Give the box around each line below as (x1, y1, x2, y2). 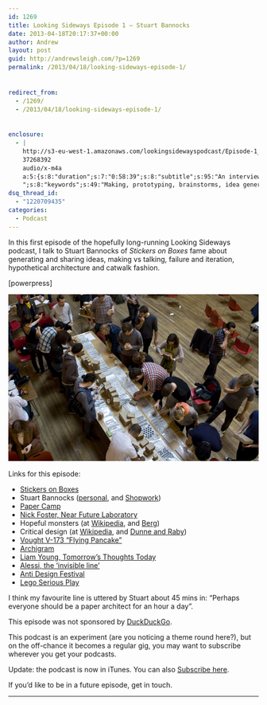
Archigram (19, 544, 55, 554)
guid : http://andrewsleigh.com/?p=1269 (8, 55, 141, 63)
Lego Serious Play (19, 578, 79, 587)
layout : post (8, 46, 52, 55)
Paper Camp (19, 502, 61, 511)
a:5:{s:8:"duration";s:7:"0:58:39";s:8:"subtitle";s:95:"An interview (22, 172, 261, 181)
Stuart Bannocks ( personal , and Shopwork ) (19, 493, 161, 503)
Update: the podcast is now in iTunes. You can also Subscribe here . (8, 665, 230, 675)
